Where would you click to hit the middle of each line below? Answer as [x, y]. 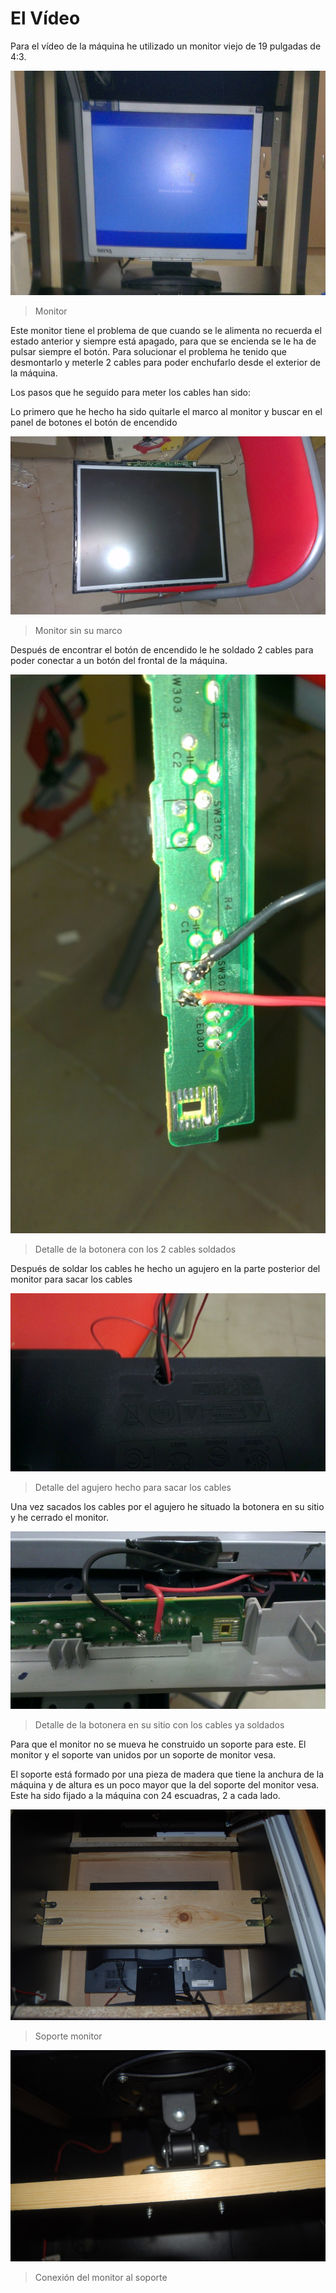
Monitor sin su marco [78, 630]
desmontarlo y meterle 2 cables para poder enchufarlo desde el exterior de [165, 363]
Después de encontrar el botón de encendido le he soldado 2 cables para [162, 649]
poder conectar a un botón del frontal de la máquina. [119, 660]
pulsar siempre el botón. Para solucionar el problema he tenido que [148, 352]
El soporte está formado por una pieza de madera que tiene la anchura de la [167, 1774]
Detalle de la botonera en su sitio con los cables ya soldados [159, 1724]
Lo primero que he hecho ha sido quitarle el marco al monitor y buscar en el [166, 412]
